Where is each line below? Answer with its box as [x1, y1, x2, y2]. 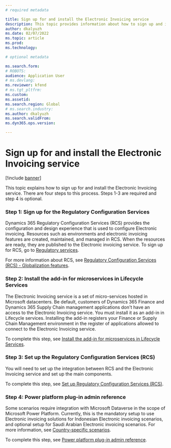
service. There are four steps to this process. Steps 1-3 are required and [5, 190, 157, 196]
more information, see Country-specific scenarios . [5, 427, 111, 433]
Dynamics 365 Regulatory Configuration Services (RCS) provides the [5, 220, 150, 226]
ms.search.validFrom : [5, 116, 51, 121]
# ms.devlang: [5, 78, 36, 83]
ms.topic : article [5, 36, 44, 41]
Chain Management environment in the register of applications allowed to [5, 320, 159, 326]
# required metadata [5, 7, 49, 13]
